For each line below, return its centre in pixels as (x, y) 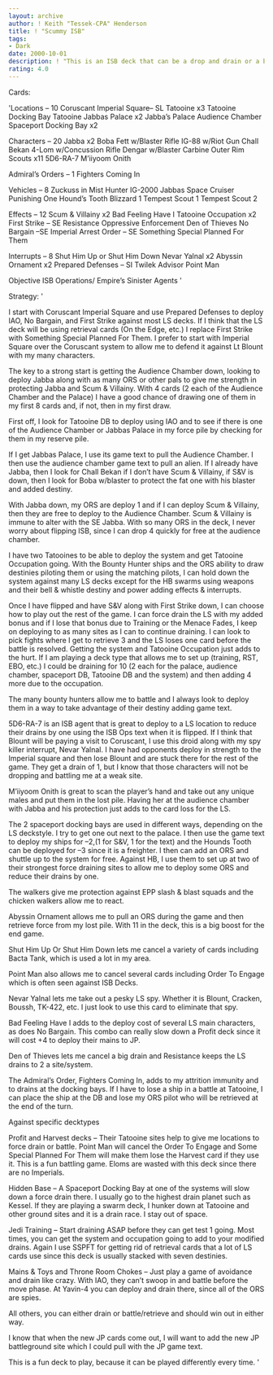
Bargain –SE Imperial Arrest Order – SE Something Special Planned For (126, 231)
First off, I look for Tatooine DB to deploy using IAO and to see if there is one (136, 421)
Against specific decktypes (54, 1122)
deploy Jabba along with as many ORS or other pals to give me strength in (133, 379)
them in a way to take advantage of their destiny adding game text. (120, 707)
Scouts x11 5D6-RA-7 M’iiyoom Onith (70, 158)
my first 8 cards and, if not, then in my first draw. (90, 405)
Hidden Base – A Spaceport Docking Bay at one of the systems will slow (129, 1188)
